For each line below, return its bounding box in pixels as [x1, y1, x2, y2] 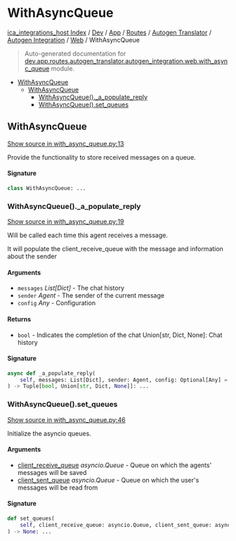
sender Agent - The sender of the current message [17, 291, 165, 300]
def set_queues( [7, 515, 55, 522]
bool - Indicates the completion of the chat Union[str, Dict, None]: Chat [17, 331, 223, 339]
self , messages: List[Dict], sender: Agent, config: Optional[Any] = [20, 376, 228, 383]
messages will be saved [17, 468, 87, 476]
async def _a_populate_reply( [7, 369, 96, 377]
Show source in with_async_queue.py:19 [7, 217, 124, 226]
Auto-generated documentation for [24, 49, 126, 58]
